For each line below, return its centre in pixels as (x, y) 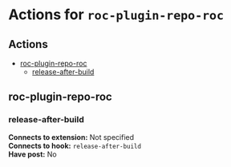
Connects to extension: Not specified (71, 137)
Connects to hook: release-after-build (75, 145)
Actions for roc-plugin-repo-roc (116, 15)
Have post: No (33, 154)
